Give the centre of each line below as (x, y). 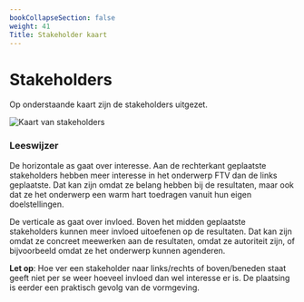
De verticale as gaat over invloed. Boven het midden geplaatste (128, 221)
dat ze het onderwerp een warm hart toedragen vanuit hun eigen (131, 194)
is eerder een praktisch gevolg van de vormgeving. (104, 287)
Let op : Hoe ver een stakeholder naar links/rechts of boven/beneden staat (148, 268)
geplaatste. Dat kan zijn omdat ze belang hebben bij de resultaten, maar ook (152, 185)
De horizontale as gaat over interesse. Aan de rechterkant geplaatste (138, 165)
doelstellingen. (37, 204)
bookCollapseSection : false (63, 18)
